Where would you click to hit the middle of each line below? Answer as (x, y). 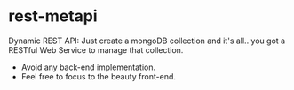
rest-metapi (53, 16)
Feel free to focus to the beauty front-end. (99, 76)
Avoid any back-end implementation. (88, 67)
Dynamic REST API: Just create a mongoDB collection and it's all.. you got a (147, 41)
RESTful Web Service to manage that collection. (96, 49)
